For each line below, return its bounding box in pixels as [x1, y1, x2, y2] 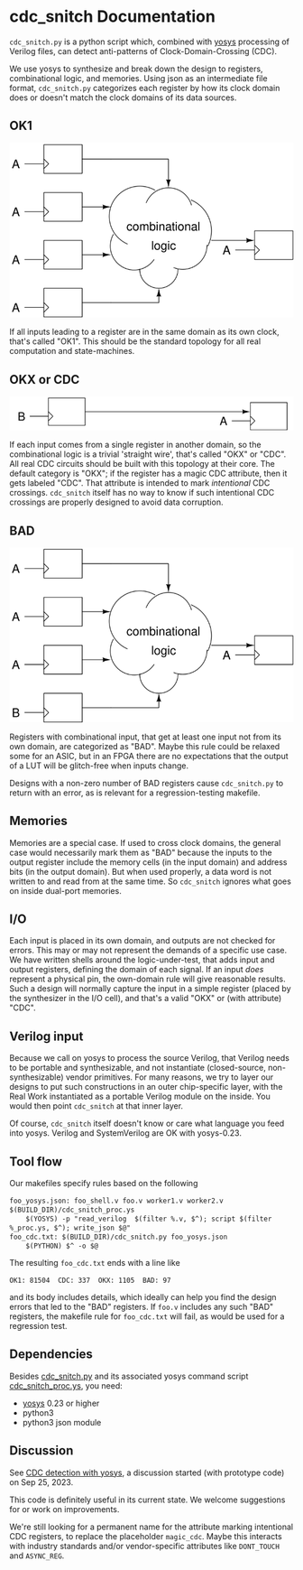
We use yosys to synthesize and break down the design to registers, [9, 63, 263, 74]
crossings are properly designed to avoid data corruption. [9, 497, 224, 507]
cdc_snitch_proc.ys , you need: [9, 1380, 124, 1391]
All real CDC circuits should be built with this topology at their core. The [9, 459, 275, 469]
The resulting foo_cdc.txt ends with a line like [9, 1258, 180, 1268]
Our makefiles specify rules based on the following [9, 1178, 198, 1189]
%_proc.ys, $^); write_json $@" [9, 1223, 131, 1233]
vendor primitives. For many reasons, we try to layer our [65, 1072, 274, 1082]
